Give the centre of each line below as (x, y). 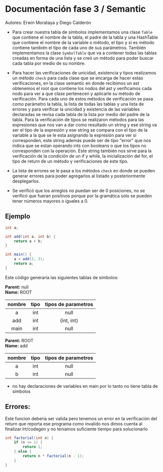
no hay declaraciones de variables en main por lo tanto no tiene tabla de (85, 386)
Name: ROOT (19, 292)
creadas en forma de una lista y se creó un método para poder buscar (83, 58)
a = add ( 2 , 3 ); (29, 259)
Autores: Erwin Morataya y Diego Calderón (48, 23)
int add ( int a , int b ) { (30, 236)
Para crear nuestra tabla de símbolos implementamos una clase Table (82, 32)
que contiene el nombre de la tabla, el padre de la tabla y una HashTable (85, 37)
